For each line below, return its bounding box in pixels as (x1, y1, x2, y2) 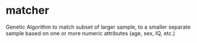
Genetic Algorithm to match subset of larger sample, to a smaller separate (5, 23, 191, 30)
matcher (5, 4, 49, 17)
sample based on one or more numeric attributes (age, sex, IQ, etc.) (5, 29, 176, 36)
